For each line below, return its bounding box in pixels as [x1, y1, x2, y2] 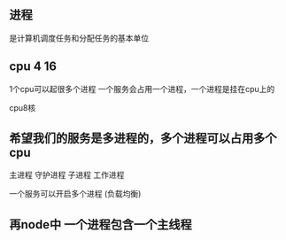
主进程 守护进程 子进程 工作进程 [9, 170, 125, 181]
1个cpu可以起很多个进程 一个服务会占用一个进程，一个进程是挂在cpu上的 [9, 83, 275, 94]
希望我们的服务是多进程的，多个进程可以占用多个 [9, 131, 277, 146]
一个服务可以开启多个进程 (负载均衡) [9, 189, 142, 199]
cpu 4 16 [9, 59, 58, 74]
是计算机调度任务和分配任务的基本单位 [9, 33, 149, 43]
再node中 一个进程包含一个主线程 [9, 217, 192, 232]
